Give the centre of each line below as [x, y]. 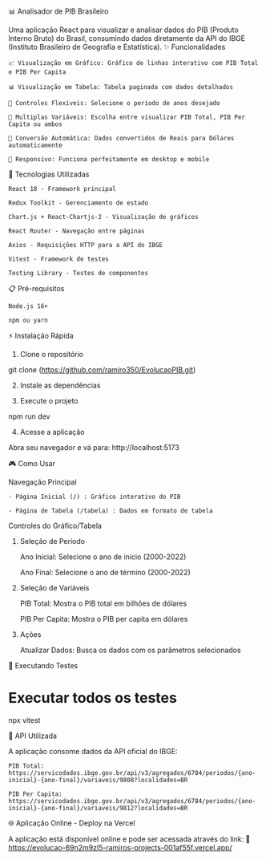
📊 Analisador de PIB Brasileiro [58, 11]
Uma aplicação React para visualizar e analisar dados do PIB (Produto [123, 30]
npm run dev [29, 416]
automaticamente [35, 145]
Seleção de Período [52, 541]
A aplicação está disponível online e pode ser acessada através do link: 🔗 [129, 839]
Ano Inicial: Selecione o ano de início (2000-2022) [103, 557]
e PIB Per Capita [37, 72]
